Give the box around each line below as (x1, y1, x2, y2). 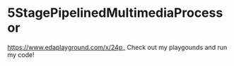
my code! (7, 51, 35, 59)
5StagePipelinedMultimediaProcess (7, 5, 223, 21)
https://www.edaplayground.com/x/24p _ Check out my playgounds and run (7, 43, 228, 51)
